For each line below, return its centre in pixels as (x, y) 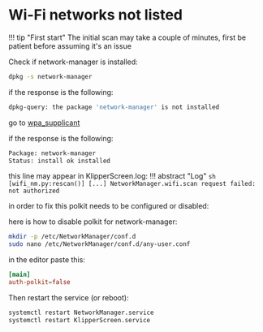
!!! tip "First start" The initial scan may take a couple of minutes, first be (127, 37)
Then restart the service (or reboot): (69, 297)
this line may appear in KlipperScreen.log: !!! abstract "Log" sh (112, 176)
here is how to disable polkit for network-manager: (93, 222)
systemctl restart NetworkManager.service (81, 313)
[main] (19, 275)
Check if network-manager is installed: (73, 62)
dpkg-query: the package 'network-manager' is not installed (114, 107)
